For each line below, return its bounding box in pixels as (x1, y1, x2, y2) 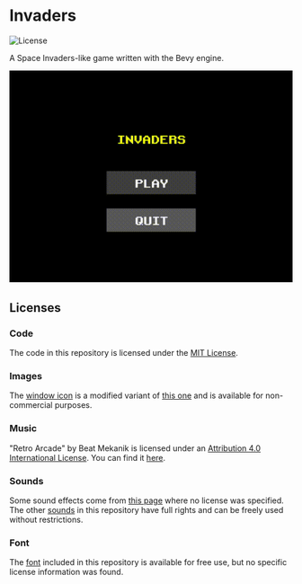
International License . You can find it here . (9, 452, 166, 463)
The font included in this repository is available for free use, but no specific (9, 557, 288, 568)
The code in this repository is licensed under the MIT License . (9, 348, 238, 358)
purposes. (54, 400, 93, 411)
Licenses (9, 300, 61, 315)
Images (9, 370, 43, 383)
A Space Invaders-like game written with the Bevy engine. (9, 52, 225, 63)
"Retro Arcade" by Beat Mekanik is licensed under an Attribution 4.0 (9, 442, 262, 454)
